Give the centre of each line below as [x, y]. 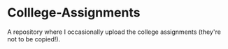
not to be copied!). [34, 39]
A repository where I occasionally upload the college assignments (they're [114, 32]
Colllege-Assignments [74, 13]
